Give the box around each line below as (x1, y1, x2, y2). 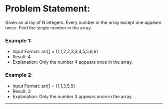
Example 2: (5, 72, 33, 79)
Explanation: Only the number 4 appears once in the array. (12, 59, 133, 65)
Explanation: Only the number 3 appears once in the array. (12, 93, 133, 100)
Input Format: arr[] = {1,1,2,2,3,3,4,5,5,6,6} (12, 48, 98, 55)
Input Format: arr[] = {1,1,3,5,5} (12, 83, 75, 89)
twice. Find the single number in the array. (5, 24, 92, 30)
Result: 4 (12, 54, 31, 60)
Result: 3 (12, 88, 31, 94)
